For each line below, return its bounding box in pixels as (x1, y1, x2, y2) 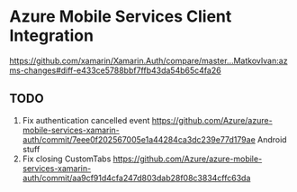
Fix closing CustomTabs (22, 153, 112, 164)
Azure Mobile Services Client (9, 6, 232, 27)
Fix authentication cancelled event (22, 114, 150, 125)
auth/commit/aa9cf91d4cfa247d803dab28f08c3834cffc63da (22, 172, 251, 183)
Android (256, 133, 287, 145)
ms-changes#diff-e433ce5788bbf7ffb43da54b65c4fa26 (9, 65, 222, 76)
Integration (9, 25, 94, 46)
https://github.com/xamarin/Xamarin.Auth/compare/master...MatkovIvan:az (9, 55, 288, 66)
